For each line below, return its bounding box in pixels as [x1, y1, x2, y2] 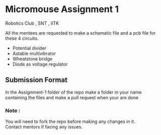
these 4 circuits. [5, 35, 39, 41]
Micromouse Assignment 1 [5, 4, 119, 15]
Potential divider [12, 45, 47, 51]
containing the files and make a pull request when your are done [5, 94, 139, 100]
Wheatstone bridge [12, 55, 53, 61]
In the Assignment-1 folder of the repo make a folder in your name [5, 89, 142, 95]
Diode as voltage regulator [12, 61, 68, 67]
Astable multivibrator [12, 50, 56, 56]
